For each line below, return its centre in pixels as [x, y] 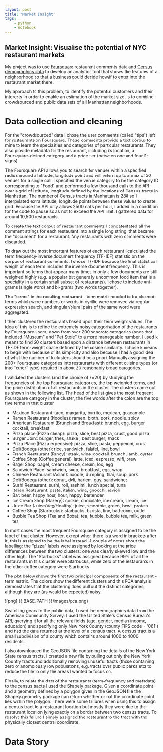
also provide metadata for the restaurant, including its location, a [70, 150]
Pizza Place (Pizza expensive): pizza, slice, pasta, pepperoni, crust [79, 443]
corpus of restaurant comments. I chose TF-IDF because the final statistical [81, 261]
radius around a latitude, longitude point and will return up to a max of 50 [78, 175]
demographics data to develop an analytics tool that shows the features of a [81, 71]
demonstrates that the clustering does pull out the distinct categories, [75, 586]
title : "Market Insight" [30, 14]
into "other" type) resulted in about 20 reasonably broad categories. [73, 368]
